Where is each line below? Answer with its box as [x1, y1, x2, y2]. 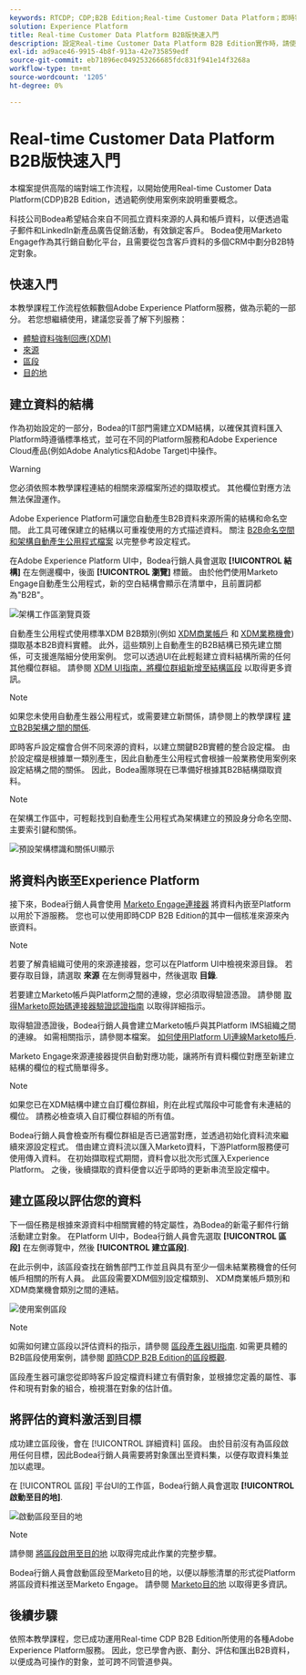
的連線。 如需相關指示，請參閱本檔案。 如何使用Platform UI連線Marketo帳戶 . [9, 1032, 297, 1042]
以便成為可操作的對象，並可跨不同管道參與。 [9, 1656, 178, 1668]
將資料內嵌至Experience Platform [9, 872, 200, 889]
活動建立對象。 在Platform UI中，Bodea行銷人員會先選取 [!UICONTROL [9, 1230, 277, 1241]
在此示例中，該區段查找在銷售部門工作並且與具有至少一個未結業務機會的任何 [9, 1261, 297, 1272]
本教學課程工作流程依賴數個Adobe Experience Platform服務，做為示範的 [9, 303, 280, 313]
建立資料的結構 [9, 396, 94, 412]
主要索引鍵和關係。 [9, 824, 82, 835]
